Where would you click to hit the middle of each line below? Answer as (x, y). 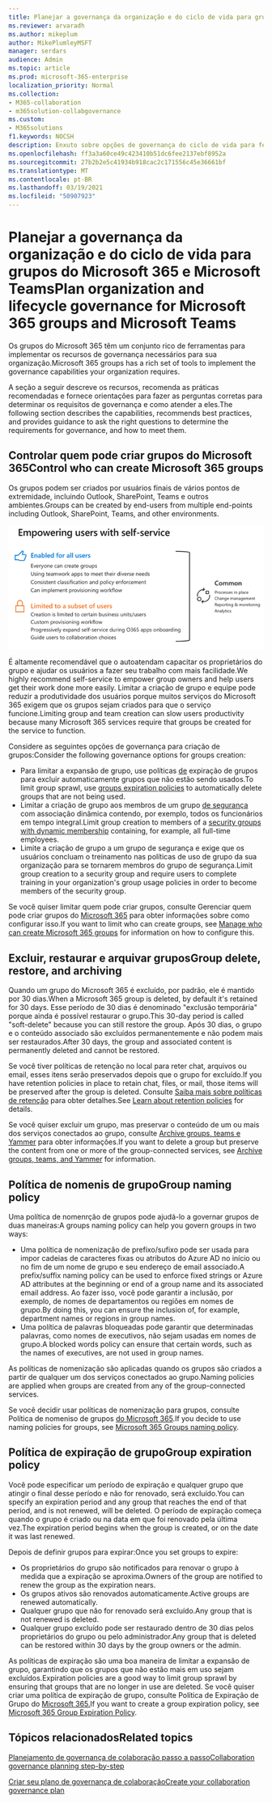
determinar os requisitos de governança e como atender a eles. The (121, 404)
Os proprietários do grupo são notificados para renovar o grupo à (129, 1568)
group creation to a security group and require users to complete (128, 874)
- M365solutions (36, 128)
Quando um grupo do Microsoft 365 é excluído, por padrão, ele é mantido (132, 991)
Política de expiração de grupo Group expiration (130, 1453)
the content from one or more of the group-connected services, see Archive (136, 1151)
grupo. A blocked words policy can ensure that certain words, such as (136, 1344)
